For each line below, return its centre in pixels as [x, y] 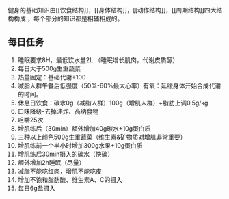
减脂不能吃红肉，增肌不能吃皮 [59, 171]
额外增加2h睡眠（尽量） [51, 162]
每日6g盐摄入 [37, 188]
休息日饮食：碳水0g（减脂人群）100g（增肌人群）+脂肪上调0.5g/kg [113, 103]
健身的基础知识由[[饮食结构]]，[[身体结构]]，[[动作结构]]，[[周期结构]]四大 [112, 10]
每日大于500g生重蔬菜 [49, 68]
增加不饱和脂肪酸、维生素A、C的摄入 [70, 179]
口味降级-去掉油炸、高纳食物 [58, 111]
